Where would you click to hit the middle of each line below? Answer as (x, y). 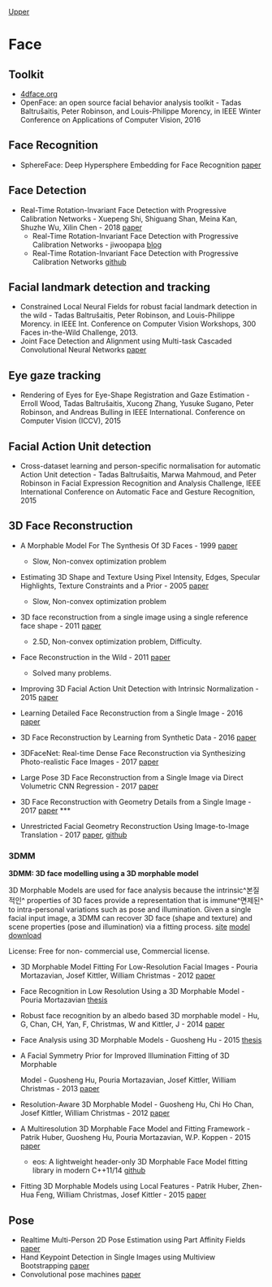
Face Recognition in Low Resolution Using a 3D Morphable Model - (132, 991)
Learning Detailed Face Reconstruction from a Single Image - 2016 (132, 713)
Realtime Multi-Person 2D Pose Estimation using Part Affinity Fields (133, 1239)
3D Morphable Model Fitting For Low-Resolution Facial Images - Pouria (139, 967)
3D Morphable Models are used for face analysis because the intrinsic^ (127, 890)
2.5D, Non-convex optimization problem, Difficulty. (117, 641)
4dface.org (39, 94)
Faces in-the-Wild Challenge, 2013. (79, 333)
